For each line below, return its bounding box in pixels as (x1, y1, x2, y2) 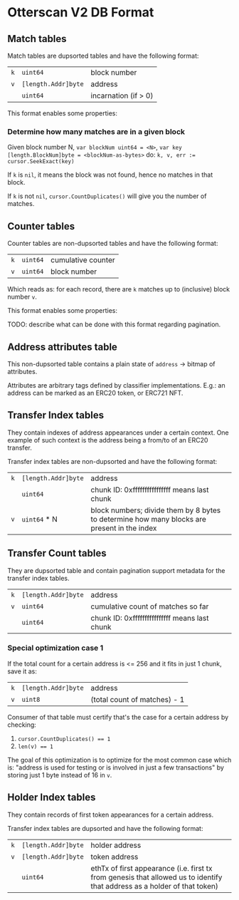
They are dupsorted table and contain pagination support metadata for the (7, 566, 225, 574)
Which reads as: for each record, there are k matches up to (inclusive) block (7, 285, 230, 294)
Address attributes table (7, 341, 117, 353)
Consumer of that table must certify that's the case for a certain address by (7, 713, 229, 721)
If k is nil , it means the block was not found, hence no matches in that (7, 170, 213, 179)
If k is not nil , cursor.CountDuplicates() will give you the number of (7, 192, 207, 200)
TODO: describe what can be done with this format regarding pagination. (7, 320, 221, 329)
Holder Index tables (7, 792, 96, 804)
